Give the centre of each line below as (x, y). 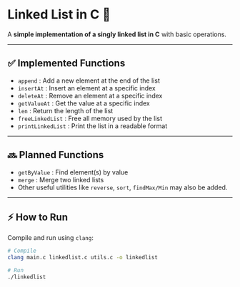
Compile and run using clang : (51, 238)
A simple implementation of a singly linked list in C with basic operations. (117, 34)
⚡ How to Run (38, 217)
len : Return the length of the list (65, 110)
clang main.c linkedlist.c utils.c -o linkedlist (83, 258)
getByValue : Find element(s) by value (73, 172)
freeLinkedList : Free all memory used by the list (90, 118)
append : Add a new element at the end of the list (89, 80)
